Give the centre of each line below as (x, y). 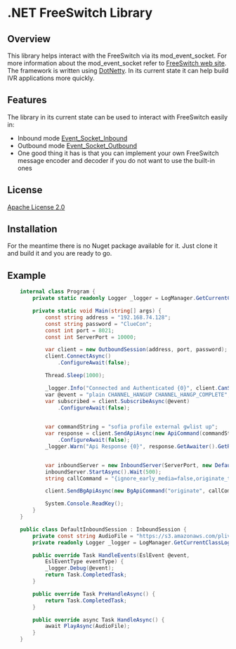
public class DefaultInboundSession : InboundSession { (104, 529)
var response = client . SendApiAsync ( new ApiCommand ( (123, 433)
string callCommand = (77, 478)
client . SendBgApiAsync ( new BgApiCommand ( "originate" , (125, 491)
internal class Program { (58, 292)
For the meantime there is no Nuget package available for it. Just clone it (112, 246)
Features (27, 100)
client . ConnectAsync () (78, 356)
